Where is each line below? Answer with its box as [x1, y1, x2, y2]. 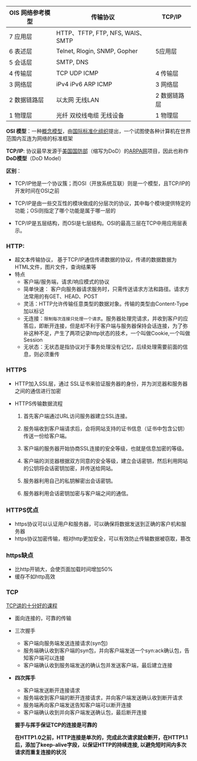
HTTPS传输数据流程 [14, 400, 63, 407]
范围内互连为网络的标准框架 [6, 135, 73, 142]
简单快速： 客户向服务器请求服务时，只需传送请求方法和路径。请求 [23, 286, 185, 293]
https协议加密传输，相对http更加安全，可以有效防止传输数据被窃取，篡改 [14, 535, 191, 542]
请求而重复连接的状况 [14, 749, 66, 756]
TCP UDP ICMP [56, 69, 98, 77]
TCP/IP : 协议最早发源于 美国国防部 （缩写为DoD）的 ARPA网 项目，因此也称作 [6, 147, 189, 154]
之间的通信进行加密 [14, 387, 62, 394]
